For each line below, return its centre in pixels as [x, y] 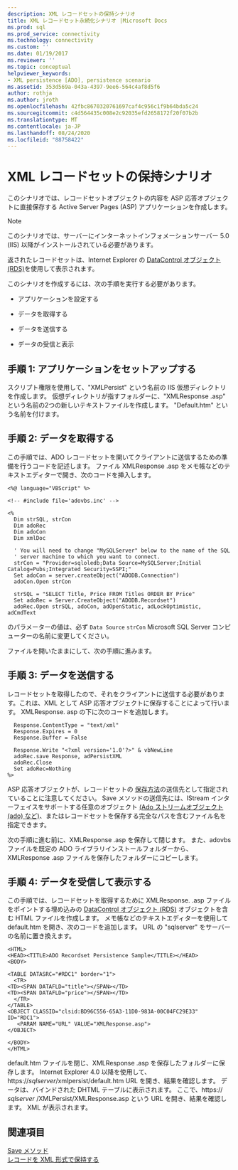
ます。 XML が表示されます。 [50, 1107]
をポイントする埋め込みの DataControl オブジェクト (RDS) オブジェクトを [115, 909]
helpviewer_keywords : [39, 73]
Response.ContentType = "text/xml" [66, 725]
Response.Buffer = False [50, 738]
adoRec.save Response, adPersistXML [68, 756]
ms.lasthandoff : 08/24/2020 [49, 133]
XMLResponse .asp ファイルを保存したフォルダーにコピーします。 [105, 857]
